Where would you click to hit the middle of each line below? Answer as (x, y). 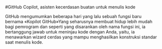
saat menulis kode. (24, 42)
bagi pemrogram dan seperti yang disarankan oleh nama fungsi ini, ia (75, 27)
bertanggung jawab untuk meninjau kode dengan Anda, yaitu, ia (70, 32)
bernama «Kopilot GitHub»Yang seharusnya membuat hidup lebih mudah (79, 22)
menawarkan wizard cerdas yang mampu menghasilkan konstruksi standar (81, 37)
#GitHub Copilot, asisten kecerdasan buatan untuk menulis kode (70, 7)
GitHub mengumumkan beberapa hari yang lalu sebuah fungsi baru (73, 16)
